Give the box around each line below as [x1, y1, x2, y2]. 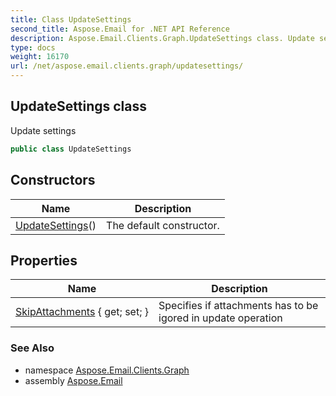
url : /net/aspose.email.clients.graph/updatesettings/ [10, 61, 244, 71]
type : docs [10, 42, 56, 53]
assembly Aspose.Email [24, 374, 123, 386]
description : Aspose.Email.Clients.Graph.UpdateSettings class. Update [10, 33, 315, 43]
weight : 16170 [10, 52, 70, 62]
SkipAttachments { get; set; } [15, 305, 150, 319]
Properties [10, 252, 78, 269]
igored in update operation [158, 311, 283, 325]
